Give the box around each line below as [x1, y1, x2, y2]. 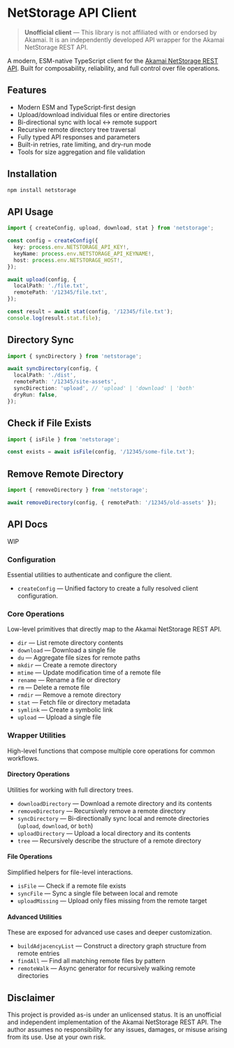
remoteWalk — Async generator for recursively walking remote [17, 964, 196, 972]
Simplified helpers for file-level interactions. [7, 868, 133, 876]
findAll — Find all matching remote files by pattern [17, 957, 166, 965]
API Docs [7, 519, 48, 531]
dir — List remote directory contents [17, 639, 124, 647]
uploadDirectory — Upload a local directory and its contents [17, 829, 191, 837]
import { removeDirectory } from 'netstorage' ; [7, 486, 149, 494]
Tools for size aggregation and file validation [17, 147, 145, 156]
